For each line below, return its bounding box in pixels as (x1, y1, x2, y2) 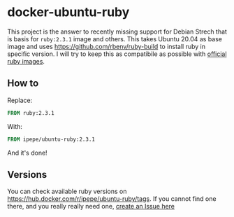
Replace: (7, 96, 33, 104)
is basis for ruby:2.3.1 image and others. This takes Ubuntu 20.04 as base (7, 34, 222, 43)
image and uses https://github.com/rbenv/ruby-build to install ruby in (7, 42, 206, 50)
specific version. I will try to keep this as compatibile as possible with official (7, 50, 227, 58)
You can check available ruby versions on (7, 187, 127, 196)
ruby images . (7, 57, 45, 65)
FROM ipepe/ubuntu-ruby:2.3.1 (7, 136, 96, 143)
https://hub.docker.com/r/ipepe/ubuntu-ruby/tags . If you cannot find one (7, 195, 217, 203)
